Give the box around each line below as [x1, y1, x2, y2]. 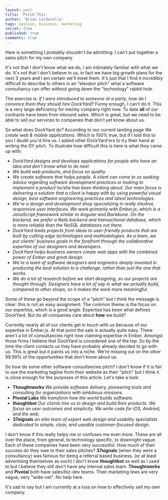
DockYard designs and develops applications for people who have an [12, 158, 157, 164]
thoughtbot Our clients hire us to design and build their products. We [12, 400, 156, 406]
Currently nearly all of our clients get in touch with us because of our [5, 322, 147, 328]
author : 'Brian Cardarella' [5, 17, 64, 22]
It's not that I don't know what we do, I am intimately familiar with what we [5, 64, 158, 70]
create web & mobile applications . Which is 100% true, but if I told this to [5, 132, 156, 138]
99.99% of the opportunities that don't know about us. [5, 353, 118, 360]
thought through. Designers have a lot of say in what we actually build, [12, 280, 159, 287]
